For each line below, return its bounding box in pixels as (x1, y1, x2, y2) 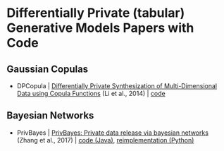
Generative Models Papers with (6, 20, 194, 36)
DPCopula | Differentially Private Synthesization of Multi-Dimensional (16, 82, 218, 90)
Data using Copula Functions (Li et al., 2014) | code (16, 90, 166, 97)
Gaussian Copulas (6, 63, 89, 75)
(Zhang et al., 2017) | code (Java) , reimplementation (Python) (16, 135, 194, 144)
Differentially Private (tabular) (6, 5, 185, 21)
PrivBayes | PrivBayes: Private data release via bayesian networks (16, 128, 209, 137)
